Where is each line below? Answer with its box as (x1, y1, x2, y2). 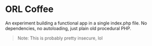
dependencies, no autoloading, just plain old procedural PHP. (5, 25, 131, 31)
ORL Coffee (5, 3, 54, 15)
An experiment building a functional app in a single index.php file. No (5, 20, 147, 26)
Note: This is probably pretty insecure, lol (17, 35, 103, 41)
